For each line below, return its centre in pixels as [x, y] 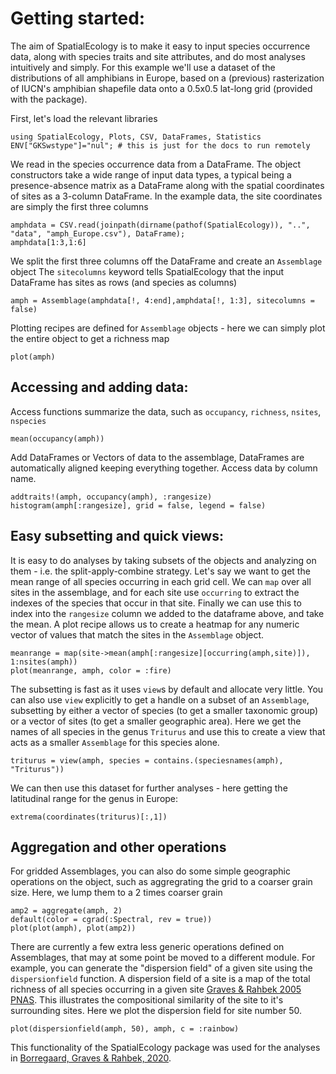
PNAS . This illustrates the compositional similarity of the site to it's [147, 1000]
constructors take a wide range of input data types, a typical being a [151, 174]
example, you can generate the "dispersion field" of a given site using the [161, 968]
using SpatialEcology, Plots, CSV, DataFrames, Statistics [136, 137]
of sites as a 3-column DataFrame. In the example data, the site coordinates [166, 196]
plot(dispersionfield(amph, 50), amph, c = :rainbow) [125, 1029]
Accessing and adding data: [99, 387]
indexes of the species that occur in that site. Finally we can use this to [156, 603]
